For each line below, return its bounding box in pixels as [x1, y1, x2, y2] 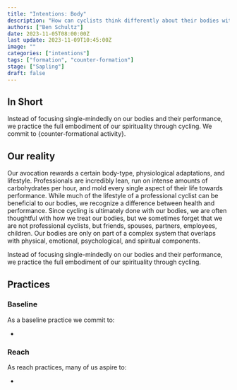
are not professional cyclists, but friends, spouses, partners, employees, [7, 222, 217, 230]
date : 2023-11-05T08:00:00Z [7, 30, 90, 38]
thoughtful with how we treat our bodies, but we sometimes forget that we [7, 214, 223, 223]
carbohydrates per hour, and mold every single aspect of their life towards [7, 184, 224, 193]
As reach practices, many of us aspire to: [7, 363, 127, 372]
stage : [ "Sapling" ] [7, 63, 65, 70]
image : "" [7, 43, 37, 50]
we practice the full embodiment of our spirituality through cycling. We [7, 122, 213, 131]
